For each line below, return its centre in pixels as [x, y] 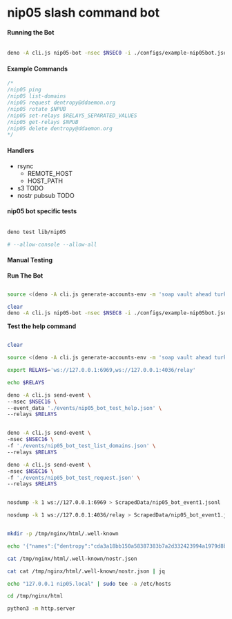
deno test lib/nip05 [37, 232]
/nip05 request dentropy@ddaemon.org [61, 103]
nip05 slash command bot [84, 13]
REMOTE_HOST [50, 173]
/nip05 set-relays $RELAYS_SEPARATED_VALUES [72, 116]
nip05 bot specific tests [42, 211]
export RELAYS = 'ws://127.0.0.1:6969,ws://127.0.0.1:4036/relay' [101, 370]
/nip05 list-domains [37, 96]
